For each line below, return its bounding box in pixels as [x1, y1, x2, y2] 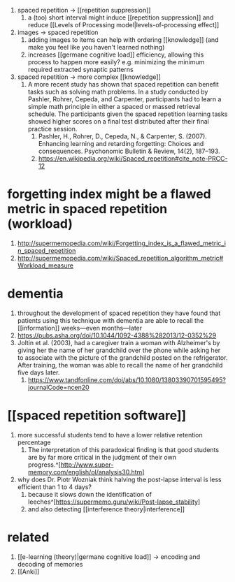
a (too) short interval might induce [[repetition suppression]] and [27, 13, 214, 22]
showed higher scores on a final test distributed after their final [27, 117, 210, 125]
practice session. [27, 125, 78, 133]
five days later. [17, 368, 60, 377]
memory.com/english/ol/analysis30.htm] [27, 467, 145, 476]
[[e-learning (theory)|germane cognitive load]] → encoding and [17, 552, 201, 561]
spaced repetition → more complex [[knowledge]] [17, 73, 161, 81]
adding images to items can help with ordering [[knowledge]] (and [27, 36, 219, 44]
